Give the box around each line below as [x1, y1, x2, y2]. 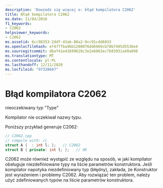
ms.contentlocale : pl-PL [5, 58, 56, 63]
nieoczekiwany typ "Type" [5, 104, 59, 110]
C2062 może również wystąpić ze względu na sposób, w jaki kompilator [5, 156, 152, 162]
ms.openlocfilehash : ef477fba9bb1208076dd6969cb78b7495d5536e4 [5, 44, 138, 49]
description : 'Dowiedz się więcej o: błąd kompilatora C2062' [5, 7, 136, 12]
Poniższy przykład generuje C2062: [5, 124, 78, 130]
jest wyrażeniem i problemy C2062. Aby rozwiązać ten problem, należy [5, 172, 150, 178]
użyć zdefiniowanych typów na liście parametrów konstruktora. [5, 177, 134, 183]
